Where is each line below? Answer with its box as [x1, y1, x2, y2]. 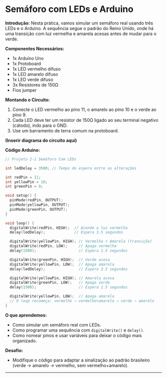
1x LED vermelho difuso [12, 66, 61, 72]
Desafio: [5, 347, 23, 353]
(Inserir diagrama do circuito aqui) [5, 137, 77, 143]
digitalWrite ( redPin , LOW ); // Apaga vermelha [9, 244, 117, 249]
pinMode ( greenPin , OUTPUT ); [9, 207, 68, 212]
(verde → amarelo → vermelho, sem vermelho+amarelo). [12, 362, 129, 368]
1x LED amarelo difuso [12, 71, 58, 77]
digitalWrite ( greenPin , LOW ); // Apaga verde [9, 280, 110, 285]
